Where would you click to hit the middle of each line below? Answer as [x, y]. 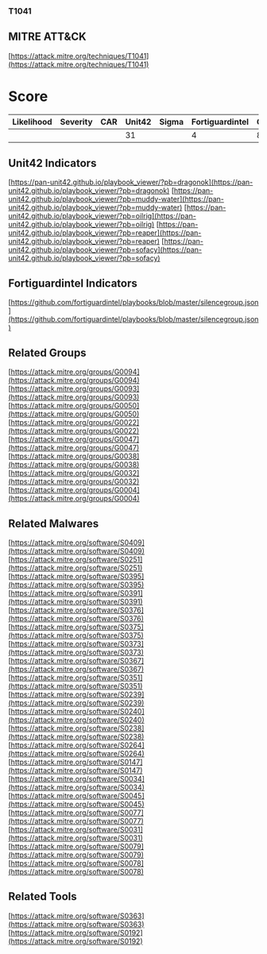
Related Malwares [54, 523]
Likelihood [33, 122]
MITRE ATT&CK [47, 37]
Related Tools [43, 896]
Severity [76, 122]
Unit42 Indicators [52, 163]
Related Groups [47, 352]
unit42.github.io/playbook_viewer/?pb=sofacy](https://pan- [105, 250]
